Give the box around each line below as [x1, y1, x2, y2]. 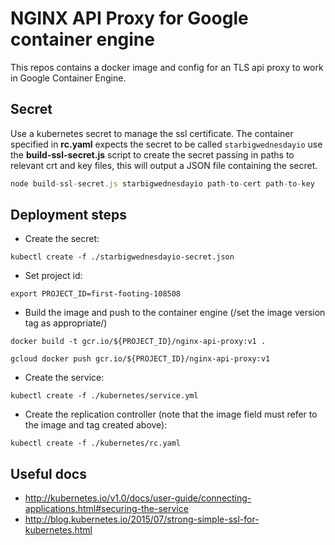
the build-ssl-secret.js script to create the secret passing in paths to [10, 148, 295, 161]
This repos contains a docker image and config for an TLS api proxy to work [10, 61, 324, 73]
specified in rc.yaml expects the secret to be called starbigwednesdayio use [10, 138, 323, 150]
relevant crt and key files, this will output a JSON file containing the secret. [10, 159, 318, 171]
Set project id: [24, 270, 83, 282]
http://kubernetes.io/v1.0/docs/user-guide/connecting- [24, 492, 252, 504]
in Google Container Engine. [10, 72, 127, 84]
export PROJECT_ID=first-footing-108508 [10, 289, 182, 299]
